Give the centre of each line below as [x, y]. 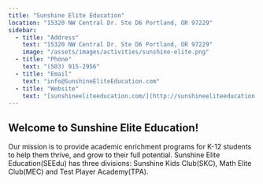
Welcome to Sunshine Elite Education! [104, 128]
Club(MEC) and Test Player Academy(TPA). [78, 172]
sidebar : [22, 30]
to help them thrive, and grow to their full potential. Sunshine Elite [114, 155]
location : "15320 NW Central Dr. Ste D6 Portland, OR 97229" [111, 23]
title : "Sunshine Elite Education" [67, 15]
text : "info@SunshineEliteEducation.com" [91, 81]
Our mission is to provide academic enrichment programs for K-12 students [130, 147]
